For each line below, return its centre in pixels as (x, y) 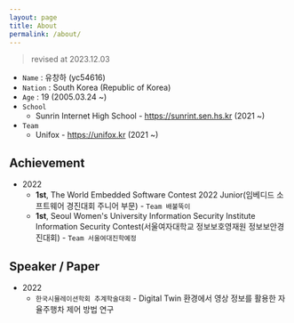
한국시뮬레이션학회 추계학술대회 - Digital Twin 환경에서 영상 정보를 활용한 (156, 298)
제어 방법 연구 (90, 309)
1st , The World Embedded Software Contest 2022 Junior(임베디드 (155, 195)
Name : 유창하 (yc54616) (64, 77)
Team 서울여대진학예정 (102, 238)
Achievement (47, 162)
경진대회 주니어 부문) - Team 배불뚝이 (128, 206)
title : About (33, 26)
